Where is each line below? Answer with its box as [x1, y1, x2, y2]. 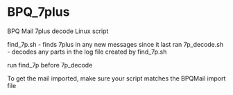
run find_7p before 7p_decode [7, 61, 93, 69]
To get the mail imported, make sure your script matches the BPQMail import [7, 74, 226, 83]
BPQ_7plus [7, 4, 70, 20]
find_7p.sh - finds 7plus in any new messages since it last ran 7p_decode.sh [7, 40, 224, 48]
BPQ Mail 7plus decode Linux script [7, 27, 109, 35]
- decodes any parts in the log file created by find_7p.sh [7, 47, 167, 56]
